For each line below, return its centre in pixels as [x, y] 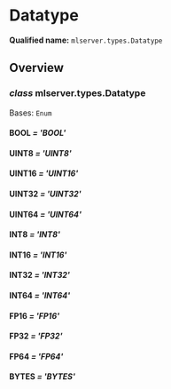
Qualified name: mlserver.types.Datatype [86, 40]
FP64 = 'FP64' [36, 356]
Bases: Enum [31, 113]
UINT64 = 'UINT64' [46, 214]
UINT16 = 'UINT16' [44, 173]
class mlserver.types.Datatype [78, 93]
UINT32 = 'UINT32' [45, 194]
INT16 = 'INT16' [38, 255]
